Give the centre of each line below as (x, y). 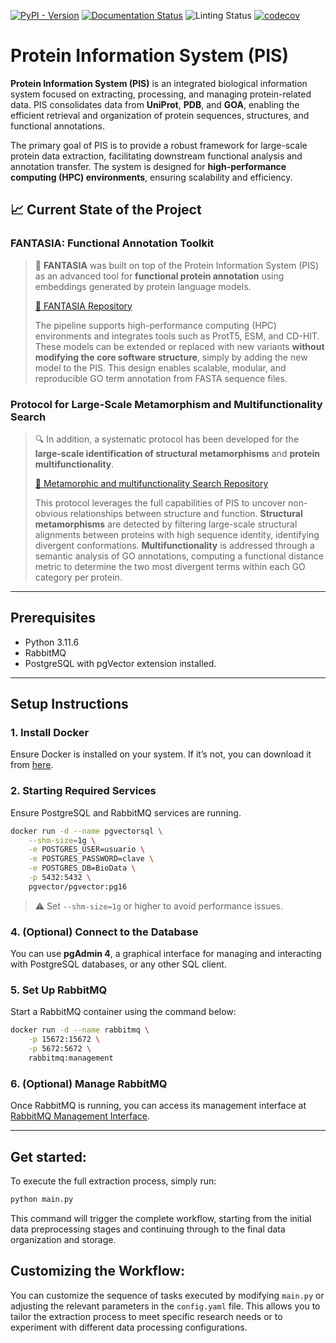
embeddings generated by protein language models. (143, 286)
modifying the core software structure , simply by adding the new (171, 357)
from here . (32, 765)
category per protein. (78, 577)
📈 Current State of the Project (106, 210)
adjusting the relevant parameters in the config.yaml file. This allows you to (165, 1306)
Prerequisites (53, 618)
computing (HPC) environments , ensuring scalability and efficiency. (151, 177)
